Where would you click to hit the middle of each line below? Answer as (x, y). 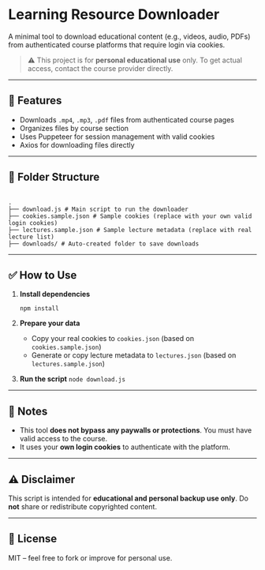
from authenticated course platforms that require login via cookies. (117, 44)
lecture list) (32, 237)
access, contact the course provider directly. (100, 68)
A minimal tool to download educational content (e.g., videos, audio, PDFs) (129, 36)
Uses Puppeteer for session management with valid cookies (117, 137)
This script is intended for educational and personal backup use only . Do (128, 498)
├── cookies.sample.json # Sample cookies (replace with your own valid (130, 216)
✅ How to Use (43, 275)
